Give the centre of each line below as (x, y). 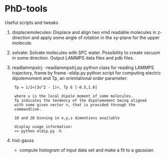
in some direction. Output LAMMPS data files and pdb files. (73, 57)
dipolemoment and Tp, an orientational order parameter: (70, 78)
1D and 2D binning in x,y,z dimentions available (67, 118)
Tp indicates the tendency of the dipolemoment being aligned (80, 100)
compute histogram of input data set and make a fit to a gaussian (86, 150)
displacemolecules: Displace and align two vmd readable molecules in (84, 32)
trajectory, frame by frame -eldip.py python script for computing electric (86, 72)
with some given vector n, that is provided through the (75, 105)
